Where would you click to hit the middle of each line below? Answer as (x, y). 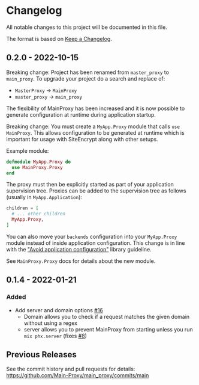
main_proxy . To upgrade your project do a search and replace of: (86, 78)
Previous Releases (41, 355)
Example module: (28, 150)
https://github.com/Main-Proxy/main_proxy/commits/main (78, 375)
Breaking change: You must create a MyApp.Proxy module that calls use (93, 126)
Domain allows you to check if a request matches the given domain (107, 316)
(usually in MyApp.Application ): (44, 197)
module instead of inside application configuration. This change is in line (96, 243)
